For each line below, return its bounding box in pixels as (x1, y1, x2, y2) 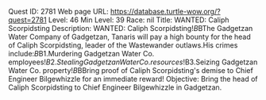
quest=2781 (8, 15, 47, 25)
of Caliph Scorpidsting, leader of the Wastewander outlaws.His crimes (8, 40, 238, 50)
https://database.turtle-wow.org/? (110, 7, 221, 16)
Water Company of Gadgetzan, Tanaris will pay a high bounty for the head (8, 32, 252, 41)
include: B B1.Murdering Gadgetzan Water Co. (8, 49, 155, 58)
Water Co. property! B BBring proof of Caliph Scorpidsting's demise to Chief (8, 66, 254, 75)
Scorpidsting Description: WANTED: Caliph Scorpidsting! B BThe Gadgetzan (8, 24, 253, 33)
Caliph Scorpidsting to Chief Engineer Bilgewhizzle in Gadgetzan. (8, 83, 222, 92)
